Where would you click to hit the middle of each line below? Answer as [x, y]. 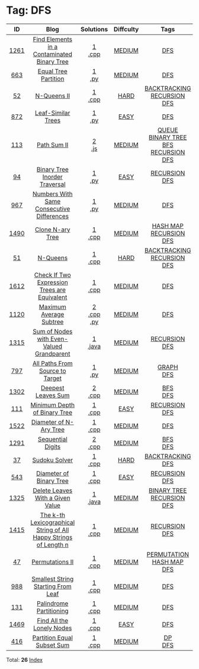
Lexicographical [53, 522]
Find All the [53, 620]
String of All [53, 530]
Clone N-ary [52, 230]
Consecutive [53, 209]
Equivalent [52, 297]
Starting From [53, 586]
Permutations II [53, 561]
